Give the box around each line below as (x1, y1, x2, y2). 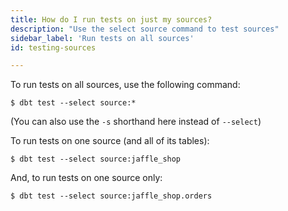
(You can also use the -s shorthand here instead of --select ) (10, 116, 262, 128)
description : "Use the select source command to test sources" (10, 24, 280, 34)
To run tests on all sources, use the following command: (10, 79, 241, 91)
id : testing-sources (10, 42, 97, 53)
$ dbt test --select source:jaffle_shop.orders (10, 191, 213, 201)
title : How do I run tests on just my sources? (10, 14, 213, 25)
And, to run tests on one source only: (10, 172, 163, 184)
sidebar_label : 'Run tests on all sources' (10, 33, 195, 43)
